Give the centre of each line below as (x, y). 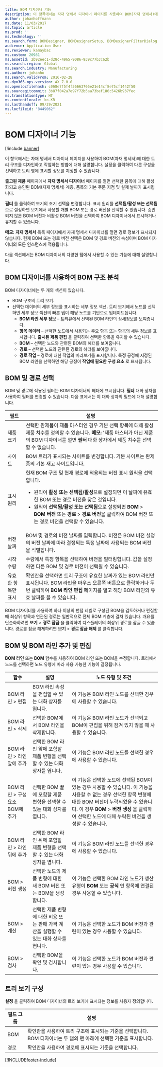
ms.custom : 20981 (23, 55)
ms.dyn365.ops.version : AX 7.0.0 (39, 82)
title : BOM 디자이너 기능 (28, 9)
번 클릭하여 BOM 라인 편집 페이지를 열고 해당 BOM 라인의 (87, 590)
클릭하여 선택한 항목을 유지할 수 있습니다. (112, 337)
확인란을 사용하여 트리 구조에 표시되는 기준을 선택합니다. (88, 1031)
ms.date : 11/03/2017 (26, 23)
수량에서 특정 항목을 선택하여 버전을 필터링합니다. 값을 (84, 559)
